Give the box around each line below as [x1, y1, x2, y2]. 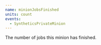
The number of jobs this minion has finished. [5, 35, 97, 41]
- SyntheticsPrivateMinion [9, 21, 66, 26]
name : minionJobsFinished [5, 7, 59, 12]
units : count [5, 12, 32, 17]
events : [5, 16, 21, 21]
